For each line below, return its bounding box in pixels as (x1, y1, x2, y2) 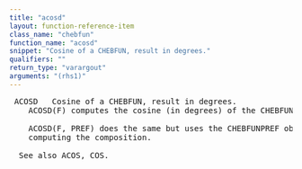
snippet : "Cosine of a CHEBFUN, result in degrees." (9, 47, 211, 56)
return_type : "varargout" (9, 64, 106, 73)
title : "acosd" (9, 13, 67, 22)
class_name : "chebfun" (9, 30, 94, 39)
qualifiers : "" (9, 55, 67, 64)
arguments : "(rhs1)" (9, 72, 87, 81)
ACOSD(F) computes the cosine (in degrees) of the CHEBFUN (28, 105, 294, 115)
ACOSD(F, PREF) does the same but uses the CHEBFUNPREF (28, 123, 280, 133)
